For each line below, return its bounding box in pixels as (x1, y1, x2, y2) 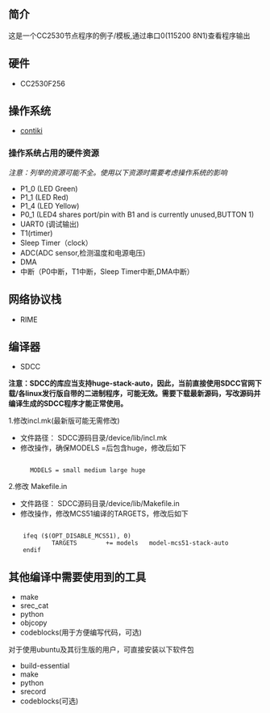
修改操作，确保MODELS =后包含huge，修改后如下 (19, 443, 187, 453)
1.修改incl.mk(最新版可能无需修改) (8, 416, 120, 426)
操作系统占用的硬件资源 (8, 148, 99, 159)
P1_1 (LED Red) (19, 192, 69, 202)
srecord (19, 686, 47, 697)
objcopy (19, 618, 48, 628)
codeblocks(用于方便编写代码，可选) (19, 627, 143, 637)
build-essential (19, 661, 70, 671)
